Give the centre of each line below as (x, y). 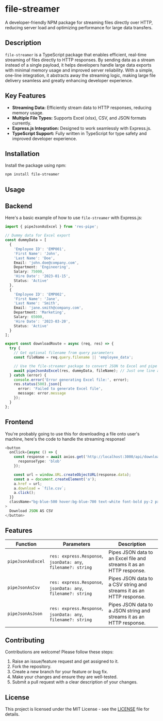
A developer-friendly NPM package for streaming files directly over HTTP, (79, 22)
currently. (22, 123)
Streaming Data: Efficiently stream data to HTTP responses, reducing (82, 108)
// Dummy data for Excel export (38, 235)
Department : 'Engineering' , (42, 267)
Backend (19, 206)
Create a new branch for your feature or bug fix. (60, 672)
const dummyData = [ (26, 240)
